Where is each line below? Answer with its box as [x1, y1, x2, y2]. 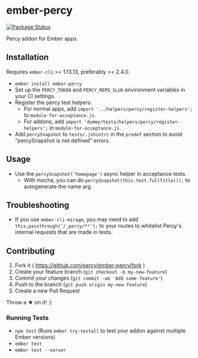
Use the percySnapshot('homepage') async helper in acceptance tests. [14, 170, 187, 177]
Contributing [6, 246, 55, 256]
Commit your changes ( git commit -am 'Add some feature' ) [14, 274, 163, 281]
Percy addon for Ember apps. [6, 35, 79, 42]
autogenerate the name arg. [23, 183, 92, 190]
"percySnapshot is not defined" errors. [14, 137, 110, 144]
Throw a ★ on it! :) [6, 299, 52, 306]
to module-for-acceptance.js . [23, 111, 97, 118]
